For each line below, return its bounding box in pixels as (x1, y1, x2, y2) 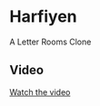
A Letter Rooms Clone (9, 36, 92, 47)
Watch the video (9, 86, 71, 97)
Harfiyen (9, 6, 77, 27)
